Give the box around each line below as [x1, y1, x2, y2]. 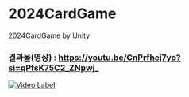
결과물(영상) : [8, 52, 57, 63]
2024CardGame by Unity [8, 31, 91, 40]
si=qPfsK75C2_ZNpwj [8, 62, 95, 73]
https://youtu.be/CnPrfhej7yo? [58, 52, 181, 63]
